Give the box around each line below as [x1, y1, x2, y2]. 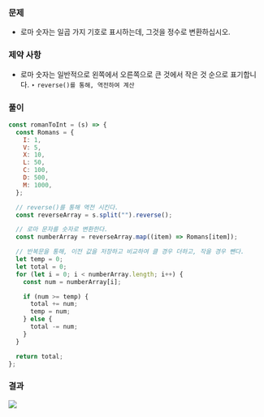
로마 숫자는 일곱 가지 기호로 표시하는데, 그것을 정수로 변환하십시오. [19, 27, 231, 37]
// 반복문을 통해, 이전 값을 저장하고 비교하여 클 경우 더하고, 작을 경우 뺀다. [15, 247, 245, 256]
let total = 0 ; [15, 262, 67, 271]
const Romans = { [15, 128, 75, 136]
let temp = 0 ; [15, 256, 63, 264]
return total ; [15, 352, 63, 360]
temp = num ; [29, 307, 71, 316]
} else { [23, 315, 53, 324]
